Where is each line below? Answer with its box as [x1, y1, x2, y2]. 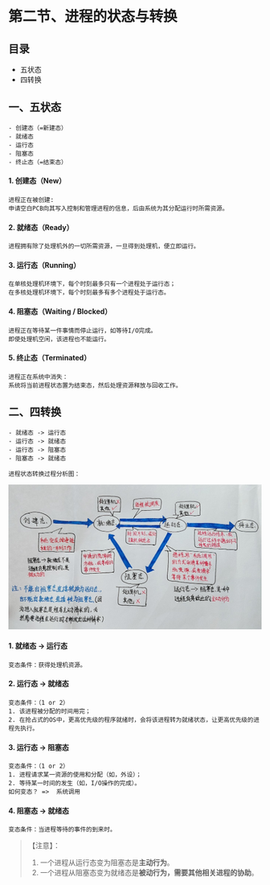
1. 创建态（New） [8, 176, 67, 186]
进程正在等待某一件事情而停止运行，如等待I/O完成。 [8, 327, 157, 335]
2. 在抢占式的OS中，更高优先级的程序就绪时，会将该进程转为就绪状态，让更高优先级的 [8, 715, 254, 724]
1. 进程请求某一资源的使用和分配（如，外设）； [8, 771, 142, 779]
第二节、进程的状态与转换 [8, 7, 178, 26]
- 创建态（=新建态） [8, 124, 67, 132]
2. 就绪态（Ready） [8, 222, 74, 232]
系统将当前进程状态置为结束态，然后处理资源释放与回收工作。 [8, 381, 182, 389]
